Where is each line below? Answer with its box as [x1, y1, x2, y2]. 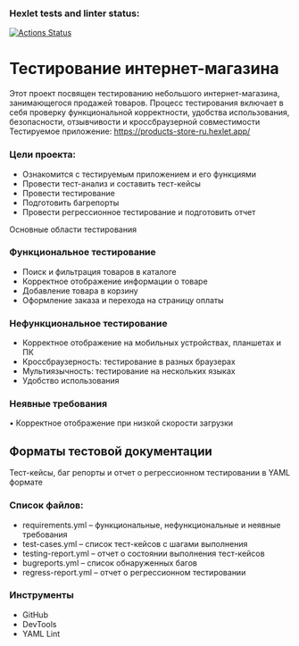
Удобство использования [21, 376, 120, 386]
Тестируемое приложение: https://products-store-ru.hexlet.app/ [9, 126, 251, 137]
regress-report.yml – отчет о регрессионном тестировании [21, 567, 246, 577]
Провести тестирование [21, 187, 116, 198]
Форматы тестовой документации [9, 443, 212, 459]
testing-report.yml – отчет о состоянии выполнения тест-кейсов [21, 548, 265, 559]
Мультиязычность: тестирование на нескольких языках [21, 366, 236, 377]
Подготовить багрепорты [21, 197, 120, 208]
